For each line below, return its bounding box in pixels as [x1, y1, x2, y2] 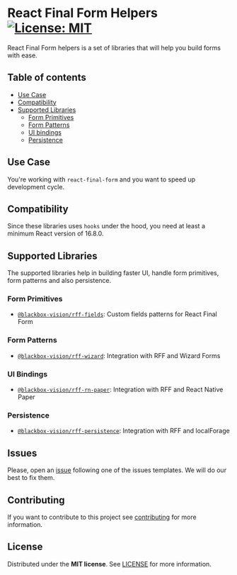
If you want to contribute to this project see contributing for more [7, 513, 197, 521]
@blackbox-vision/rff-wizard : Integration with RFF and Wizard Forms [17, 351, 221, 359]
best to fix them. [7, 474, 55, 482]
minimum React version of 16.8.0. [7, 229, 104, 238]
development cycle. [7, 182, 65, 191]
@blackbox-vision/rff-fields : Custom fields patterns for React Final [17, 310, 217, 318]
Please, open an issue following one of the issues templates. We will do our [7, 466, 227, 474]
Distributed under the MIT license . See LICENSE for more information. [7, 559, 212, 568]
